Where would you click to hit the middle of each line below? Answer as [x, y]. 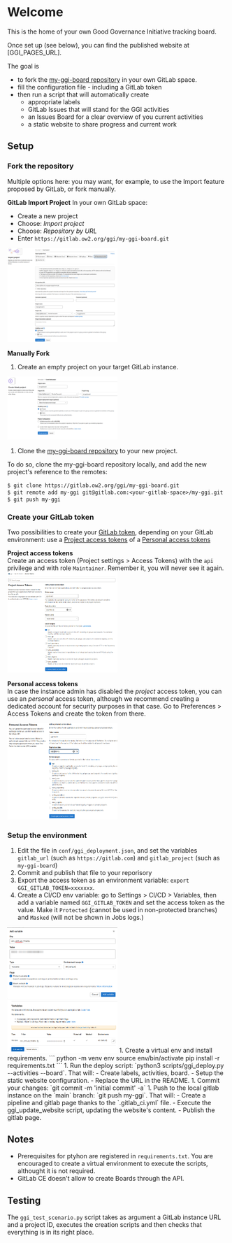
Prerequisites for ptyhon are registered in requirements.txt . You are [115, 1156]
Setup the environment [47, 835]
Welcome [35, 12]
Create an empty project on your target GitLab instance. [98, 367]
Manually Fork [29, 353]
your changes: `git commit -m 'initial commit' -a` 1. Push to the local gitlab [113, 1088]
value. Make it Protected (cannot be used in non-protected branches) [117, 910]
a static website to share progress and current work [102, 124]
